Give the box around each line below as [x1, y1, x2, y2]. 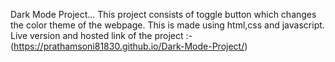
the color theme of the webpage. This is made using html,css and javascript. [10, 19, 325, 31]
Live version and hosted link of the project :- [10, 30, 193, 41]
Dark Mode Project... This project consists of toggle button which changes [10, 9, 317, 20]
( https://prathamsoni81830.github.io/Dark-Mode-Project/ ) [10, 40, 248, 52]
